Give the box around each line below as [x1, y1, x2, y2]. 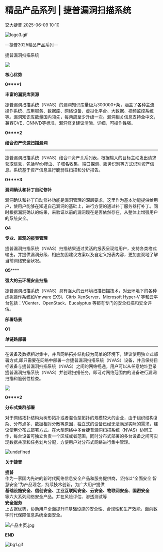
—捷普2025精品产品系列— [5, 41, 58, 47]
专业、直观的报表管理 [5, 235, 48, 241]
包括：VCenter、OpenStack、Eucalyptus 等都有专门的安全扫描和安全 [9, 300, 148, 305]
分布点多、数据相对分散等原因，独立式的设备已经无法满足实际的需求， [13, 420, 154, 427]
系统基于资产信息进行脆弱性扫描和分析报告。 [13, 167, 103, 172]
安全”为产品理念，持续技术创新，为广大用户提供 [9, 481, 105, 487]
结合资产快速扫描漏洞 [5, 140, 48, 146]
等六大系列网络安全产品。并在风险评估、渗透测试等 [5, 494, 107, 499]
